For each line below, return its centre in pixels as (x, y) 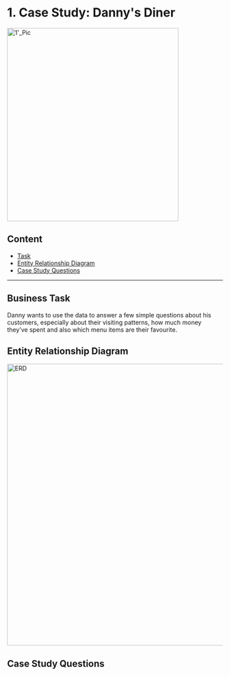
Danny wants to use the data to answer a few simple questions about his (109, 315)
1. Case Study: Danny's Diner (91, 13)
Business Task (39, 298)
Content (25, 239)
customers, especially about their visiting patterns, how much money (104, 322)
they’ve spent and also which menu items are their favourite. (92, 329)
